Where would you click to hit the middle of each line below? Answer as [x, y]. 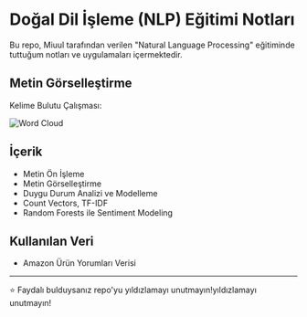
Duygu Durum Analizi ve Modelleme [90, 193]
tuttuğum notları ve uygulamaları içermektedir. [96, 54]
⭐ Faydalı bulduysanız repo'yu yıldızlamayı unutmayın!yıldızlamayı [133, 290]
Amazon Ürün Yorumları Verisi [79, 263]
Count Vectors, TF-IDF [65, 203]
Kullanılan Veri [52, 241]
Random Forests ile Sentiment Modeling [98, 212]
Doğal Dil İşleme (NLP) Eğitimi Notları [152, 20]
